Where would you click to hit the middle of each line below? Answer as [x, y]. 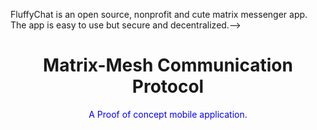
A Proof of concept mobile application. [168, 114]
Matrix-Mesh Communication [168, 65]
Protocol [168, 86]
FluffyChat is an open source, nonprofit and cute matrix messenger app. [159, 14]
